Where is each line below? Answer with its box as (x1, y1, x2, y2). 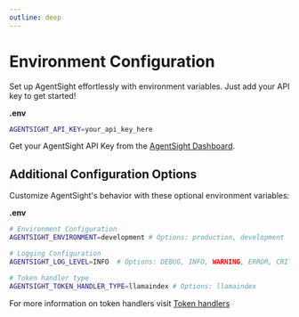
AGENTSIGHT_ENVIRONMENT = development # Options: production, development (9, 233, 285, 242)
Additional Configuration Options (9, 167, 198, 182)
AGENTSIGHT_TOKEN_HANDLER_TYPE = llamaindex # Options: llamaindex (9, 281, 256, 290)
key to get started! (9, 90, 77, 101)
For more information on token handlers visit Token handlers (9, 297, 230, 308)
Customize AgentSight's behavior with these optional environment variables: (9, 191, 290, 201)
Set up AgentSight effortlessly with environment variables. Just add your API (9, 81, 290, 92)
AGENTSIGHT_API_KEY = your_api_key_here (9, 125, 153, 134)
